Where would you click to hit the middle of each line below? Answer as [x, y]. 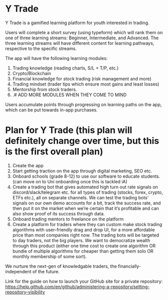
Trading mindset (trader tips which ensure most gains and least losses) [86, 84]
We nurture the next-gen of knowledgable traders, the [61, 266]
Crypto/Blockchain [32, 73]
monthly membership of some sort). [49, 256]
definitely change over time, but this [82, 141]
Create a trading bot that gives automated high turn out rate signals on [85, 187]
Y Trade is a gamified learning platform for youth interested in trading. [77, 23]
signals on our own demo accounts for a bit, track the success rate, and [87, 203]
